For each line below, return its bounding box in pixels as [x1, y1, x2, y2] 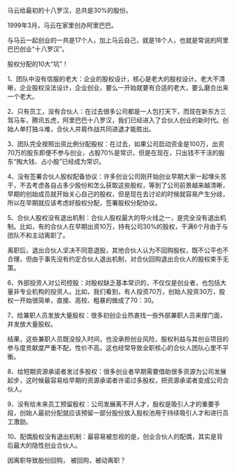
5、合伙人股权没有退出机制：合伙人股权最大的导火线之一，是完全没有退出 [7, 214, 221, 221]
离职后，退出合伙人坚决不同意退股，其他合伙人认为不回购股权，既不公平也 [7, 246, 223, 254]
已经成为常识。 [62, 157, 105, 165]
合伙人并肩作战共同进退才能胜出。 [55, 125, 155, 133]
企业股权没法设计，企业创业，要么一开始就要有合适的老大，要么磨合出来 [19, 84, 229, 91]
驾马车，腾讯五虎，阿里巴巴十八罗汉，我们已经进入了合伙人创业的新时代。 [7, 116, 223, 124]
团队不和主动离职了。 [7, 231, 69, 239]
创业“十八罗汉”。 [19, 45, 69, 53]
